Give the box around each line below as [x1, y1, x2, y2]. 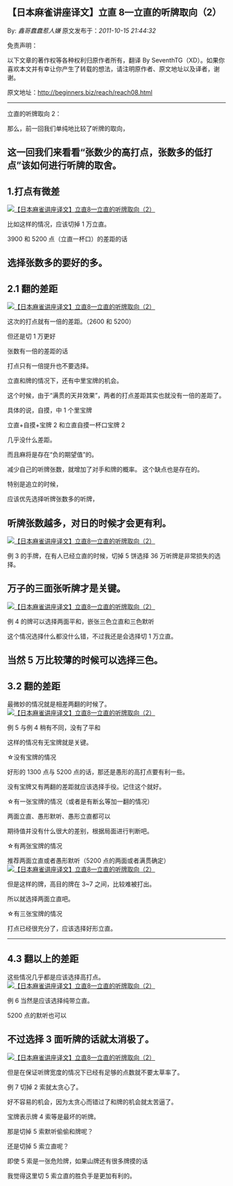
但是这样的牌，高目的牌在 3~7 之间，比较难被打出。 [7, 880, 156, 888]
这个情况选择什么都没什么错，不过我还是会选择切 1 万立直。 [7, 632, 178, 640]
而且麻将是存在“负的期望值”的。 [7, 451, 98, 459]
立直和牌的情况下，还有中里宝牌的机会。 [7, 376, 123, 385]
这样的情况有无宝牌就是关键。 [7, 738, 92, 746]
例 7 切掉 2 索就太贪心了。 [7, 1082, 83, 1091]
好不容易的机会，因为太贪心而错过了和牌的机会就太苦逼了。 [7, 1098, 178, 1106]
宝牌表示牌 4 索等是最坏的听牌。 [7, 1112, 100, 1121]
